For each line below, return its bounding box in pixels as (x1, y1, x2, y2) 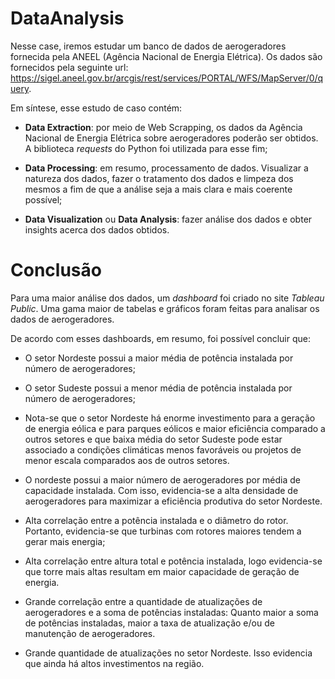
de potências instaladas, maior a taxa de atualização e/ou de (24, 617, 275, 629)
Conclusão (10, 259, 102, 282)
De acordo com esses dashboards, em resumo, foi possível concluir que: (10, 332, 312, 344)
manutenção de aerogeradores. (24, 627, 156, 639)
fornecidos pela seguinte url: (10, 61, 129, 73)
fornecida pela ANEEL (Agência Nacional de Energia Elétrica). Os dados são (10, 50, 323, 62)
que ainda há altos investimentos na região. (24, 657, 205, 669)
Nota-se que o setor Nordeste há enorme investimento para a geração (24, 412, 316, 424)
